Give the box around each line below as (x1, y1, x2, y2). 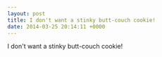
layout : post (7, 10, 46, 17)
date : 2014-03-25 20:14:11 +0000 (7, 23, 106, 30)
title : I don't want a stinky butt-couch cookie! (7, 17, 156, 24)
